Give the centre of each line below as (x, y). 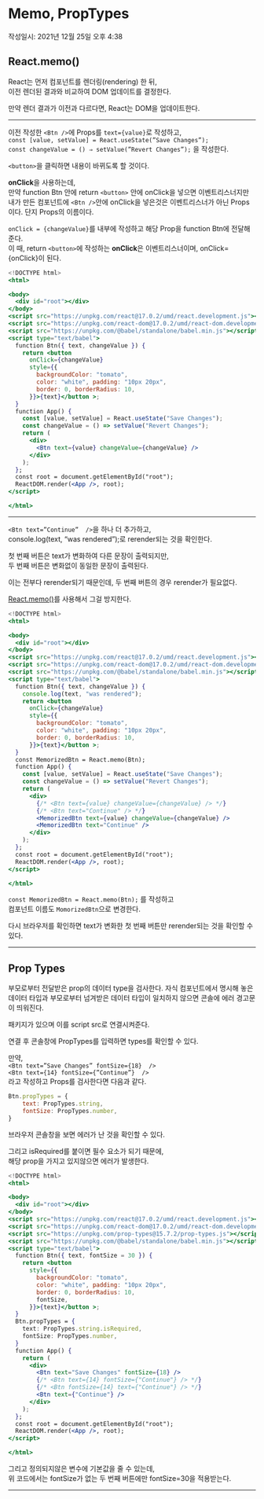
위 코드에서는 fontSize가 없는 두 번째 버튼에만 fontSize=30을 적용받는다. (120, 1479)
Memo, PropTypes (69, 14)
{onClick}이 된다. (35, 258)
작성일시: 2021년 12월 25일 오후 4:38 (66, 36)
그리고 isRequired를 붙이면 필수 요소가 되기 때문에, (86, 1151)
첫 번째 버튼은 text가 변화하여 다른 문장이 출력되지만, (88, 556)
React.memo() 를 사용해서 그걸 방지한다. (70, 599)
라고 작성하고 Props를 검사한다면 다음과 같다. (77, 1082)
